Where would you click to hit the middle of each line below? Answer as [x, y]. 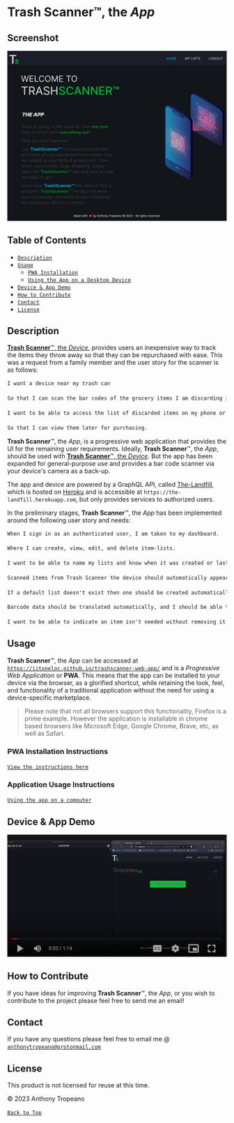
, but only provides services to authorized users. [145, 499]
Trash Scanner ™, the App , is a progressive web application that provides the [117, 441]
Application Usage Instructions [61, 784]
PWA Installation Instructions [58, 751]
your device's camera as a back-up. [59, 471]
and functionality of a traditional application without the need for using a [111, 690]
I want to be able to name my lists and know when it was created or [110, 563]
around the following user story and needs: [69, 520]
